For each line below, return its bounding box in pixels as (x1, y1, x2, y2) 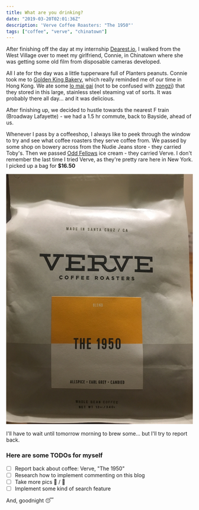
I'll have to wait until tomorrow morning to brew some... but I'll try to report (6, 430, 188, 437)
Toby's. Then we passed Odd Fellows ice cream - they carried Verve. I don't (6, 149, 192, 157)
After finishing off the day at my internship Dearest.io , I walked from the (6, 45, 181, 53)
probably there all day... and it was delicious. (6, 95, 115, 102)
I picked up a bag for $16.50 (6, 162, 76, 170)
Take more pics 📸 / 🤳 (14, 478, 66, 485)
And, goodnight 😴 (6, 497, 54, 504)
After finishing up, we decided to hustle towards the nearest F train (6, 107, 169, 114)
